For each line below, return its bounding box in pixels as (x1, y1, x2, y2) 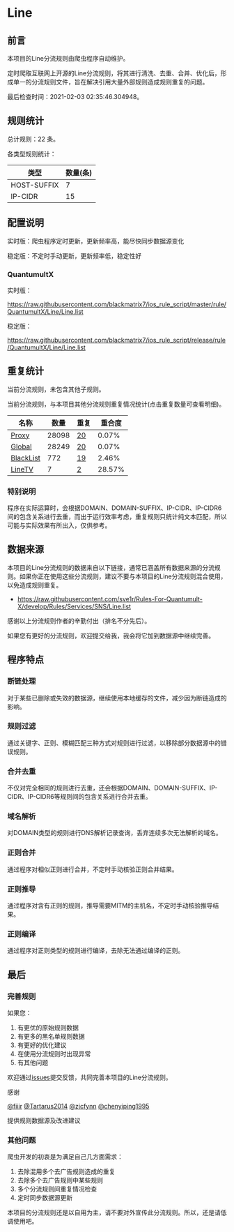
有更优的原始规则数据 (17, 1023, 79, 1032)
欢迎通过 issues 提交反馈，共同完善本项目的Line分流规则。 (7, 1073, 172, 1081)
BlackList (10, 453, 40, 463)
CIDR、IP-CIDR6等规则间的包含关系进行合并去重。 (7, 792, 152, 801)
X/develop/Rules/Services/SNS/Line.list (17, 602, 131, 610)
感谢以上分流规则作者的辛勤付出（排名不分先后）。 (7, 616, 151, 625)
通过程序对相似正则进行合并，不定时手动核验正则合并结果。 (7, 865, 178, 873)
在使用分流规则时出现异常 (17, 1050, 91, 1058)
